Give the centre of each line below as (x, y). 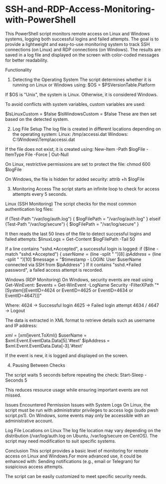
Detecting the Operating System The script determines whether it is (82, 79)
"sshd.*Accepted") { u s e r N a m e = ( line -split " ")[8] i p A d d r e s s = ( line (90, 254)
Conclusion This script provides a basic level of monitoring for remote (77, 451)
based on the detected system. (37, 119)
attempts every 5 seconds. (40, 194)
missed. (13, 395)
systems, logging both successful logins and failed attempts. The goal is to (82, 39)
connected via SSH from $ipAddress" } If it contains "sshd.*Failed (73, 264)
